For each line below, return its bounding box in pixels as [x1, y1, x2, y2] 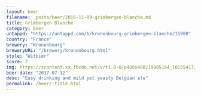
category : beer [6, 25, 44, 32]
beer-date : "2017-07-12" [6, 70, 68, 76]
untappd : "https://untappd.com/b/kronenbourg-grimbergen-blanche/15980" [6, 31, 191, 37]
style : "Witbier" [6, 53, 50, 59]
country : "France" [6, 36, 52, 42]
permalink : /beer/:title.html [6, 81, 82, 87]
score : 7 [6, 58, 28, 64]
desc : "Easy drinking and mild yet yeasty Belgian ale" [6, 75, 148, 81]
